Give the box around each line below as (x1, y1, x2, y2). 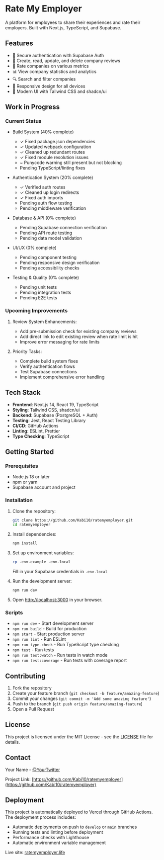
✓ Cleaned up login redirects (19, 189, 80, 195)
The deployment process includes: (5, 814, 76, 820)
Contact (5, 754, 31, 762)
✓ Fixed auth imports (19, 195, 64, 201)
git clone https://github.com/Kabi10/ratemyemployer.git (12, 517, 133, 522)
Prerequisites (5, 462, 38, 469)
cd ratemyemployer (12, 522, 51, 527)
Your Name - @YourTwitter (5, 767, 61, 773)
